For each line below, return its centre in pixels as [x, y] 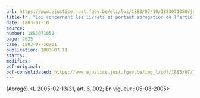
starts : [16, 55]
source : [16, 28]
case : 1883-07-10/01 [32, 45]
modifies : [18, 61]
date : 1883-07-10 [28, 22]
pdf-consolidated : [29, 72]
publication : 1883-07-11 [37, 50]
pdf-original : [24, 66]
